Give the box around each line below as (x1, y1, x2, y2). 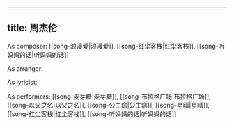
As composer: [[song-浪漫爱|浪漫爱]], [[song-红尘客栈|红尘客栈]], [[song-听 (7, 42, 225, 50)
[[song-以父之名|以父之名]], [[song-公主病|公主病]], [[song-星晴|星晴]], (7, 101, 210, 109)
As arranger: (7, 64, 43, 73)
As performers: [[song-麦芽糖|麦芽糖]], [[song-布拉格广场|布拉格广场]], (7, 92, 211, 101)
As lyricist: (7, 78, 38, 86)
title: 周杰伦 (7, 22, 58, 34)
